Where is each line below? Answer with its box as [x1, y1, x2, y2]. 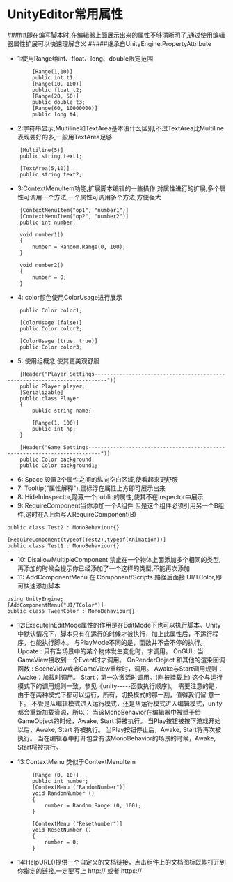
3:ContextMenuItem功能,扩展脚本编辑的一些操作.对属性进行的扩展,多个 [17, 184, 220, 192]
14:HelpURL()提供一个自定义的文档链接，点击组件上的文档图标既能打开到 [17, 858, 226, 866]
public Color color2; [19, 325, 82, 332]
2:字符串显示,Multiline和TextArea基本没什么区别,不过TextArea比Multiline [17, 123, 225, 132]
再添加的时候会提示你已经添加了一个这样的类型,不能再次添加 [17, 564, 190, 572]
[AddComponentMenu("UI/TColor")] [7, 601, 104, 609]
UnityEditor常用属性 [7, 6, 124, 22]
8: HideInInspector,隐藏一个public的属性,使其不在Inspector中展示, [17, 492, 205, 501]
